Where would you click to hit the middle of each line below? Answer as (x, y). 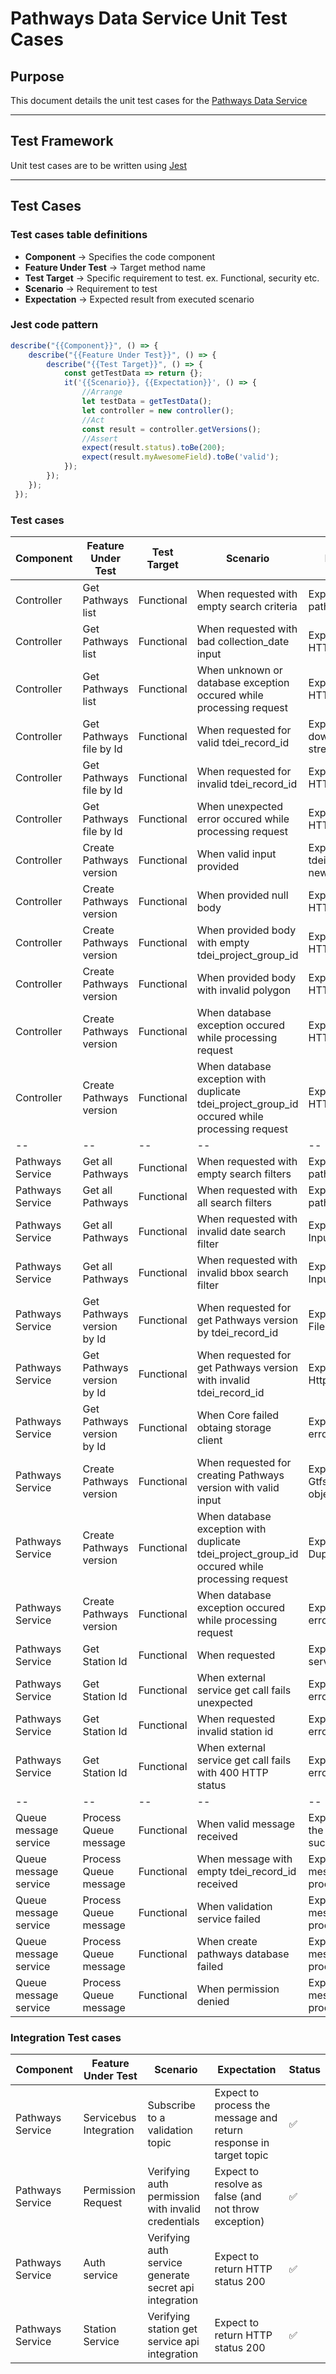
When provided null (242, 895)
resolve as (238, 2184)
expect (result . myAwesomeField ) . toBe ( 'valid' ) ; (180, 457)
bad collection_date (243, 641)
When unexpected (240, 806)
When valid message (246, 1824)
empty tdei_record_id (246, 1871)
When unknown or (239, 670)
